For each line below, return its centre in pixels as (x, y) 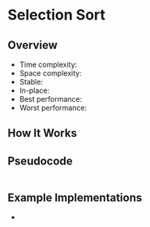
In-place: (34, 90)
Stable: (31, 82)
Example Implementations (75, 197)
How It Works (43, 133)
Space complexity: (50, 73)
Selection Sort (57, 15)
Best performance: (51, 99)
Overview (33, 45)
